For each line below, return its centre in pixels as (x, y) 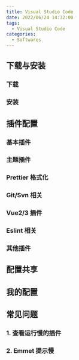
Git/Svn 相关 (25, 195)
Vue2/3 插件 (24, 213)
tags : (13, 23)
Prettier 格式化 (28, 177)
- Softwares (27, 40)
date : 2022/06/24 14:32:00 (40, 17)
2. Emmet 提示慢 (30, 351)
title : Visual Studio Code (40, 12)
